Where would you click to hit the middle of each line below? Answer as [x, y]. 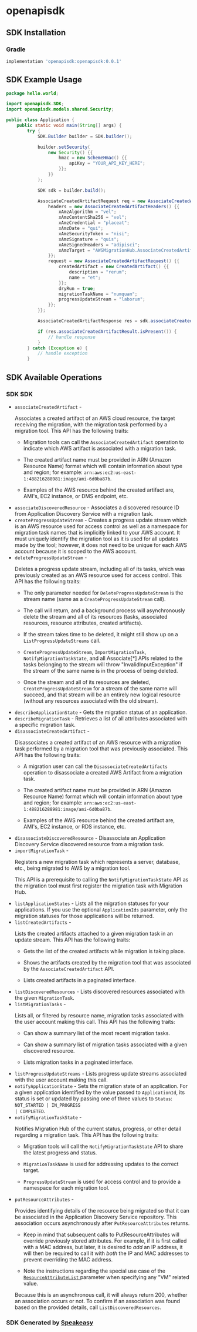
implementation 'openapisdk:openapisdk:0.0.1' [64, 61]
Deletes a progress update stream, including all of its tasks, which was [100, 569]
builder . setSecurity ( [64, 147]
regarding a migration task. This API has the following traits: [86, 1135]
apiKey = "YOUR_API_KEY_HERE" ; [107, 163]
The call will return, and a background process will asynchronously [104, 610]
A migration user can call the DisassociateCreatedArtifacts [96, 766]
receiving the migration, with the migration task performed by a [91, 424]
